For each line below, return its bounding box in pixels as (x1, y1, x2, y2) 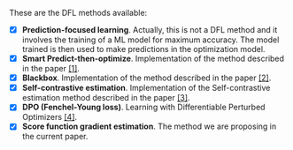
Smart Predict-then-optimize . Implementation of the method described (21, 53, 285, 64)
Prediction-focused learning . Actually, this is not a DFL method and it (21, 25, 278, 34)
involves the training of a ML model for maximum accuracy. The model (21, 34, 280, 45)
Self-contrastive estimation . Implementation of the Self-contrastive (21, 83, 271, 94)
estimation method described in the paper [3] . (21, 93, 190, 103)
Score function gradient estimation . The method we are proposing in (21, 121, 277, 131)
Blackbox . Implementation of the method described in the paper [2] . (21, 72, 272, 83)
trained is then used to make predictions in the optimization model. (21, 44, 266, 55)
